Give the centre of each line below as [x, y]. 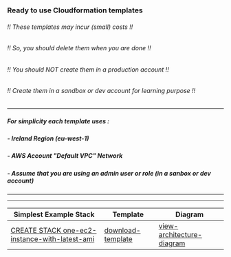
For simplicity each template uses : [58, 121]
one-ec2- [80, 231]
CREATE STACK [36, 231]
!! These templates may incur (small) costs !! [70, 27]
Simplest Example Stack [54, 214]
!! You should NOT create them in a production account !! [88, 69]
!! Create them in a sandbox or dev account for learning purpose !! [101, 91]
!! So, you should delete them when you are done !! [79, 48]
